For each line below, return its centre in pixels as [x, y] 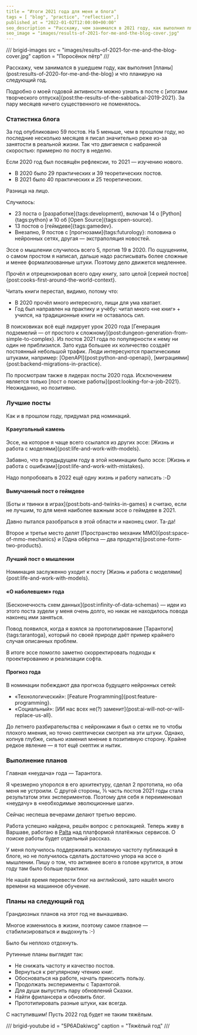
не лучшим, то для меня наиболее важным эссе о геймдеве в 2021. [91, 510]
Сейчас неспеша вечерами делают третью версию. [71, 815]
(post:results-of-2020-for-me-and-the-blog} [60, 74]
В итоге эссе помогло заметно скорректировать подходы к [81, 652]
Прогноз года [23, 672]
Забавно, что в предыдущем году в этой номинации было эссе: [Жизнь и [98, 460]
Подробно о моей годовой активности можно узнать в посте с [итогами [97, 92]
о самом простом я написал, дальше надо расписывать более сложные [97, 256]
